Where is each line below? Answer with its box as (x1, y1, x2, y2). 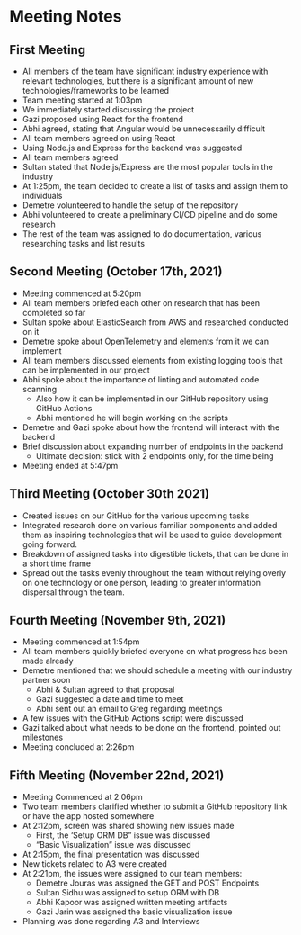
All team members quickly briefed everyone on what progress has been (22, 646, 288, 657)
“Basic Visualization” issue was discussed (35, 840, 191, 850)
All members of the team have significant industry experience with (22, 66, 269, 76)
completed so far (22, 307, 86, 318)
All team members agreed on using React (22, 133, 176, 143)
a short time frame (22, 558, 92, 569)
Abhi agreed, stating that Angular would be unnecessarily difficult (22, 123, 266, 134)
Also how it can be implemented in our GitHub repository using (35, 393, 269, 404)
